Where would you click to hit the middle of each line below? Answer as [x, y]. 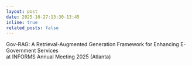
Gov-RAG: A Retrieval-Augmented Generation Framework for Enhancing [93, 44]
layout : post [22, 11]
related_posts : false [32, 28]
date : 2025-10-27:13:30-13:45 [43, 17]
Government [21, 51]
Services [48, 51]
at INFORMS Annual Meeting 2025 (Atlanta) [59, 57]
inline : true [22, 22]
